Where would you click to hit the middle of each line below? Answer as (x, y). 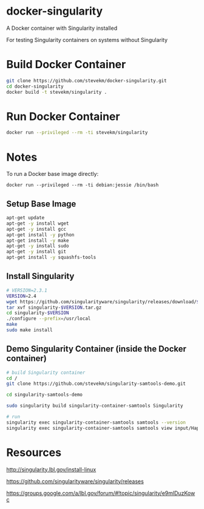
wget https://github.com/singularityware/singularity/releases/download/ (102, 302)
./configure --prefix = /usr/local (49, 319)
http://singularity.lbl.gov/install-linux (51, 469)
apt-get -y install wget (38, 223)
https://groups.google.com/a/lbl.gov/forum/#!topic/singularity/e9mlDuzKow (101, 493)
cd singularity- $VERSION (38, 313)
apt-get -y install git (36, 252)
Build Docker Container (66, 65)
